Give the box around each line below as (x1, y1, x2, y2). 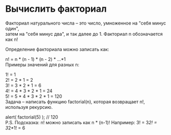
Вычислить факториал (5, 3, 107, 15)
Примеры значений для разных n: (5, 61, 80, 67)
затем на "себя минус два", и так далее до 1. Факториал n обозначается (5, 31, 163, 37)
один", (5, 25, 19, 31)
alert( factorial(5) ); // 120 (5, 114, 59, 120)
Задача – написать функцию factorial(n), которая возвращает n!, (5, 98, 145, 105)
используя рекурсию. (5, 104, 53, 110)
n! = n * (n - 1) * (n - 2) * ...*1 (5, 56, 66, 62)
